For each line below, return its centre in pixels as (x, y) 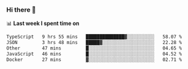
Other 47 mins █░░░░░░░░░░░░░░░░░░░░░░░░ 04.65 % (94, 48)
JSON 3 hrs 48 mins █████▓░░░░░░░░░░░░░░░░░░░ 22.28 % (94, 43)
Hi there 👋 (21, 10)
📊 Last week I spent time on (43, 23)
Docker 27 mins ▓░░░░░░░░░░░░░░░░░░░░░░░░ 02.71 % (94, 60)
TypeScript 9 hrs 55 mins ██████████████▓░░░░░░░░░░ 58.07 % (94, 37)
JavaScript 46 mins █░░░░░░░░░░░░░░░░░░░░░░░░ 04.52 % (94, 54)
